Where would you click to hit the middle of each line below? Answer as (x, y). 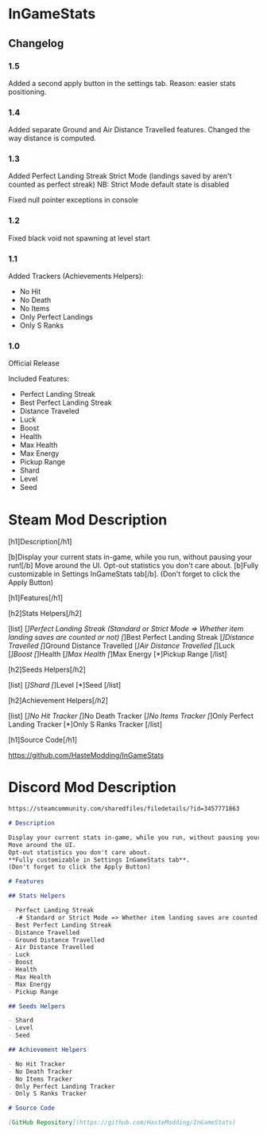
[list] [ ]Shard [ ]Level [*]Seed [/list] (65, 685)
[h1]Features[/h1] (36, 598)
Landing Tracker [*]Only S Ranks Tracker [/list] (85, 724)
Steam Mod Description (88, 520)
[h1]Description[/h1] (40, 542)
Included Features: (39, 379)
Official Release (34, 363)
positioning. (27, 92)
